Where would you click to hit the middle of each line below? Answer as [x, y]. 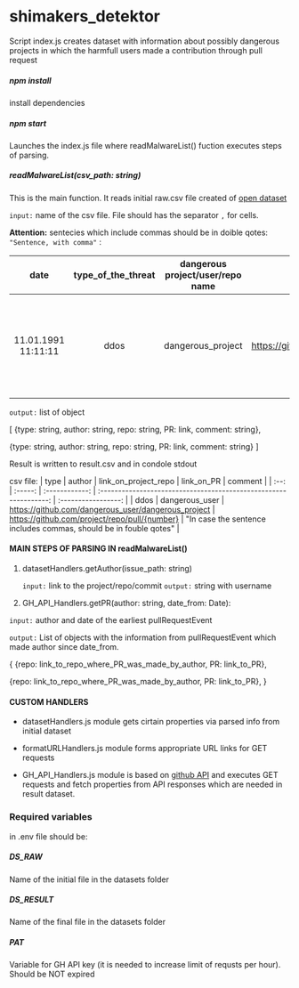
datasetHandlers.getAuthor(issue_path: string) [107, 569]
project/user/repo [203, 275]
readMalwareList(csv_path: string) [75, 175]
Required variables [51, 817]
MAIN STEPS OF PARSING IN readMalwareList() [98, 548]
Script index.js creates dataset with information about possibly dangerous [145, 41]
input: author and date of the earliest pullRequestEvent [111, 620]
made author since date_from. [64, 647]
